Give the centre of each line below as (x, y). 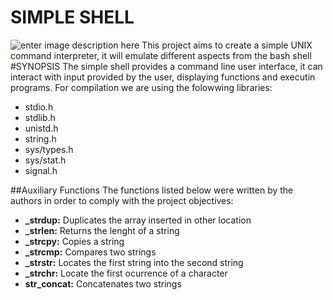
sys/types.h (49, 149)
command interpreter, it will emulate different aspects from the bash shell (161, 55)
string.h (40, 138)
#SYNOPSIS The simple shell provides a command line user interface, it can (166, 66)
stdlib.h (40, 117)
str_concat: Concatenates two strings (103, 283)
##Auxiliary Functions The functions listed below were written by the (152, 190)
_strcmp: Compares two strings (90, 252)
